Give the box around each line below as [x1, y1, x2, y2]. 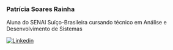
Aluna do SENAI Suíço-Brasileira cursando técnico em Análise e [6, 19, 167, 26]
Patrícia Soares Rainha [6, 5, 75, 13]
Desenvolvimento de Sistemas [6, 25, 83, 32]
